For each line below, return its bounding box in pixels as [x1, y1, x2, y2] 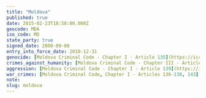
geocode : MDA [6, 26, 40, 32]
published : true [6, 15, 48, 21]
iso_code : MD [6, 32, 40, 38]
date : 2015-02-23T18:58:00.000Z [6, 20, 89, 26]
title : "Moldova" [6, 9, 51, 15]
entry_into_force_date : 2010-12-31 [6, 49, 97, 55]
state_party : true [6, 37, 53, 43]
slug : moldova [6, 83, 43, 89]
